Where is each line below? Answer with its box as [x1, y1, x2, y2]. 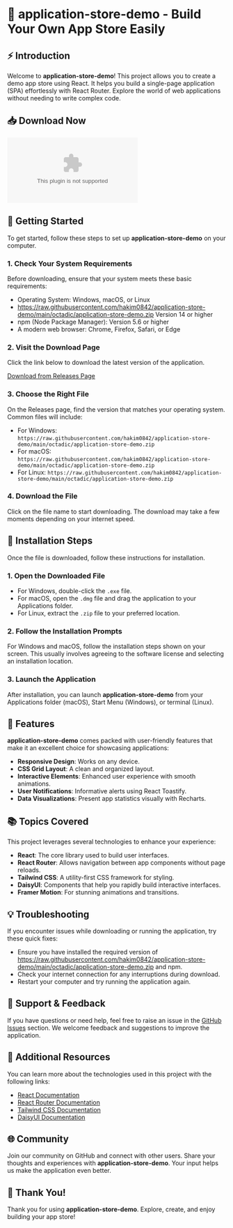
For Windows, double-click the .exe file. [17, 586, 132, 595]
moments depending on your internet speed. [7, 514, 136, 523]
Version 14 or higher [155, 310, 214, 318]
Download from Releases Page [7, 372, 96, 380]
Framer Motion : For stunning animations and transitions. [17, 888, 179, 897]
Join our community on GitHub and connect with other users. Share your [7, 1151, 216, 1160]
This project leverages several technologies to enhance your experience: [7, 837, 216, 846]
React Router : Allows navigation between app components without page [17, 858, 226, 867]
